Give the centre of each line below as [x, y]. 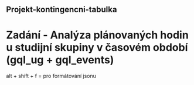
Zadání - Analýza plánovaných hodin [97, 35]
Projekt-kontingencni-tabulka [62, 10]
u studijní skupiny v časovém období [97, 47]
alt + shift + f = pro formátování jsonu [51, 76]
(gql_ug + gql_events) [60, 59]
